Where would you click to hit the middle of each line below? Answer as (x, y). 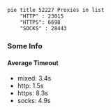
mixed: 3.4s (34, 78)
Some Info (25, 46)
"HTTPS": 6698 (40, 22)
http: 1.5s (30, 86)
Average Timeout (33, 62)
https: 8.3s (33, 93)
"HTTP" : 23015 (42, 16)
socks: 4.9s (34, 101)
